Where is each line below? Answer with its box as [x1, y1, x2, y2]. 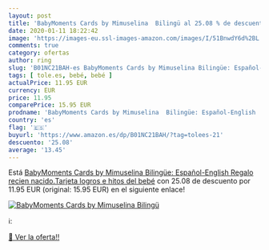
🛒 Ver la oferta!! [8, 232, 60, 242]
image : [8, 34, 30, 42]
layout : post [8, 11, 52, 20]
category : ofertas [8, 49, 70, 57]
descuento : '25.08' [8, 138, 74, 147]
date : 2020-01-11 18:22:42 [8, 26, 98, 34]
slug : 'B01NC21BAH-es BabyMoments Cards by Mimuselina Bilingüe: [8, 64, 231, 72]
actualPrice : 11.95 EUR [8, 79, 88, 87]
